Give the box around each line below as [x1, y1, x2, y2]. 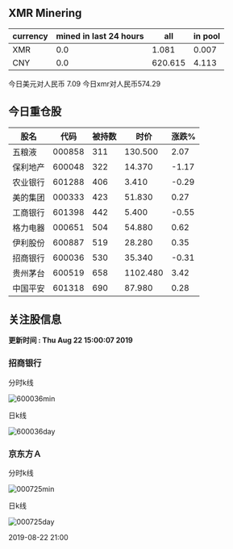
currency [12, 30, 48, 41]
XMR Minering [8, 6, 82, 20]
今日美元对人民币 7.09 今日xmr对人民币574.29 [8, 78, 161, 88]
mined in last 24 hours [56, 30, 144, 41]
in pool [193, 30, 220, 41]
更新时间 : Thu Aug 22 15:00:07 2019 [8, 335, 133, 346]
